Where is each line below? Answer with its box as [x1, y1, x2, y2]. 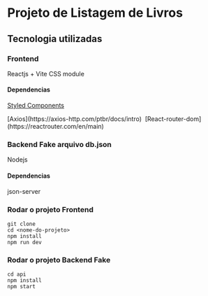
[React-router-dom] [144, 115, 202, 123]
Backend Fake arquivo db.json [7, 140, 112, 149]
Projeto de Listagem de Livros [7, 5, 184, 21]
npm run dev [7, 239, 42, 246]
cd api [7, 271, 27, 278]
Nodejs [7, 155, 28, 164]
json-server [7, 187, 40, 195]
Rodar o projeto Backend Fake [7, 255, 111, 265]
